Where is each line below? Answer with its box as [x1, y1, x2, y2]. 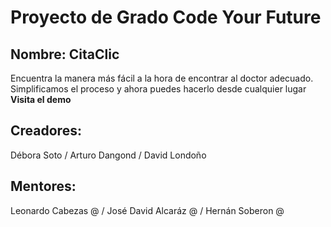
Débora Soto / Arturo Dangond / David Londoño [10, 149, 207, 161]
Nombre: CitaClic [10, 46, 120, 63]
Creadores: [10, 122, 82, 140]
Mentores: [10, 178, 77, 195]
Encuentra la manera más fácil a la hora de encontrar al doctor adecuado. [10, 72, 314, 84]
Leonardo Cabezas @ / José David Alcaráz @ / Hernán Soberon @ [10, 204, 285, 216]
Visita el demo [10, 94, 72, 105]
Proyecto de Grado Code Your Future [10, 6, 322, 29]
